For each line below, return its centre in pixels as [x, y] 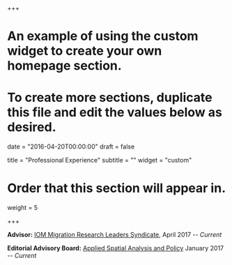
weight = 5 [23, 208]
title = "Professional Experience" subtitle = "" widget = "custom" [100, 160]
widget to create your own [85, 51]
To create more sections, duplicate [110, 98]
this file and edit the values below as [115, 113]
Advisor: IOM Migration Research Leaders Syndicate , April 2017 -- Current [115, 235]
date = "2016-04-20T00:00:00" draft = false [71, 146]
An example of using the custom [103, 36]
